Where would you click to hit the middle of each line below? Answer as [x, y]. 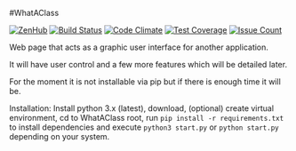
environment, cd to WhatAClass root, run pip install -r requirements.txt [147, 118]
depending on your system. [60, 136]
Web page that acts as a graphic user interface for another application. [139, 47]
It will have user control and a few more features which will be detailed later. [148, 64]
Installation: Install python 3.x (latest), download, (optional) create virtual [141, 108]
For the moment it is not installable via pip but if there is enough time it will [145, 82]
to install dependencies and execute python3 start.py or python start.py [144, 127]
